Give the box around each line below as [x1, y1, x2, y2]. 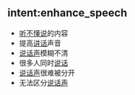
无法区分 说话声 [18, 78, 68, 87]
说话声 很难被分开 [18, 67, 75, 78]
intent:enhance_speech [7, 6, 128, 20]
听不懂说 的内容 [18, 28, 68, 38]
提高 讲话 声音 [18, 38, 61, 47]
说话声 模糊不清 [18, 47, 68, 58]
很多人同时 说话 [18, 58, 68, 67]
